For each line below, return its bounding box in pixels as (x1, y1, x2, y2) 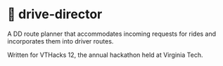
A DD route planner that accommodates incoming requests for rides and (7, 29, 217, 38)
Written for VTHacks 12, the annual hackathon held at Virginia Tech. (7, 51, 203, 59)
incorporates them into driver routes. (7, 37, 114, 45)
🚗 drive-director (7, 6, 103, 22)
